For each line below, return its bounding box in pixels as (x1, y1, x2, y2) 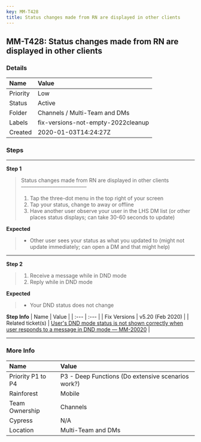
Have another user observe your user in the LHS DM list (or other (29, 208, 190, 215)
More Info (6, 346, 35, 355)
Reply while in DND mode (29, 279, 93, 286)
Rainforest (9, 389, 38, 398)
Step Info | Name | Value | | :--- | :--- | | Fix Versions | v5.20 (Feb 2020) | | (6, 313, 189, 321)
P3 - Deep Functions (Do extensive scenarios (60, 372, 190, 380)
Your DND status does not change (29, 301, 114, 309)
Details (6, 63, 28, 72)
